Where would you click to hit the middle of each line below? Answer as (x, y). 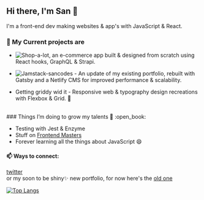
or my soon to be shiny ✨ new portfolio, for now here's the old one (89, 179)
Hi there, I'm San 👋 (42, 11)
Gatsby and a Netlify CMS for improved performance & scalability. (98, 80)
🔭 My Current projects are (45, 42)
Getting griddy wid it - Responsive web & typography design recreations (106, 92)
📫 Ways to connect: (33, 156)
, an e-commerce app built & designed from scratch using (122, 55)
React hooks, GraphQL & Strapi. (55, 62)
